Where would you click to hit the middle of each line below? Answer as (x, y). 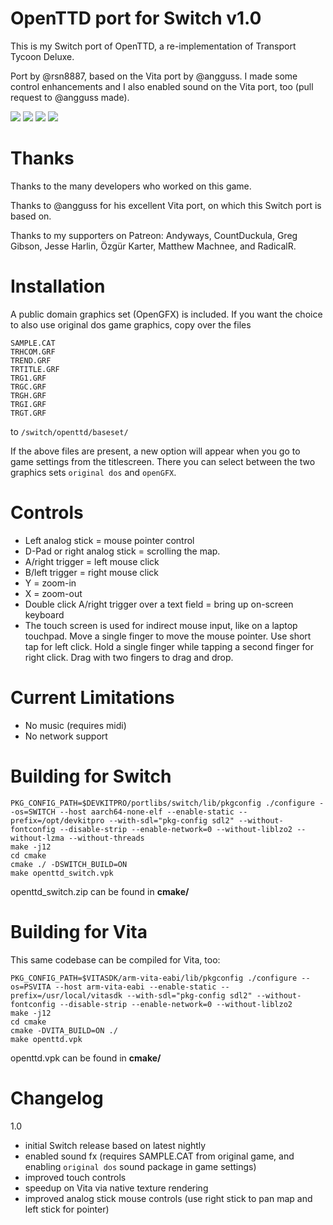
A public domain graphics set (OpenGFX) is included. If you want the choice (166, 314)
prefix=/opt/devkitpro (57, 820)
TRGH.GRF (28, 395)
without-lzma (37, 838)
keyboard (44, 614)
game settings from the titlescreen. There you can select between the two (163, 461)
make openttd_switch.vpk (62, 873)
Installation (58, 286)
